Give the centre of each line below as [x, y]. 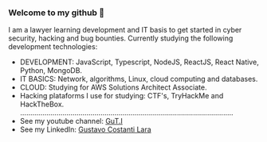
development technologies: [53, 47]
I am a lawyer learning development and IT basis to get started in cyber [125, 30]
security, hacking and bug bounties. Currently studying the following [121, 38]
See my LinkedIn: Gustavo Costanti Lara [85, 129]
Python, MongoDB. [51, 71]
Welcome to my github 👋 [57, 13]
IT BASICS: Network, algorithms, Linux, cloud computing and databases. [139, 79]
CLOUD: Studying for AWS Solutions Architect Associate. [113, 87]
